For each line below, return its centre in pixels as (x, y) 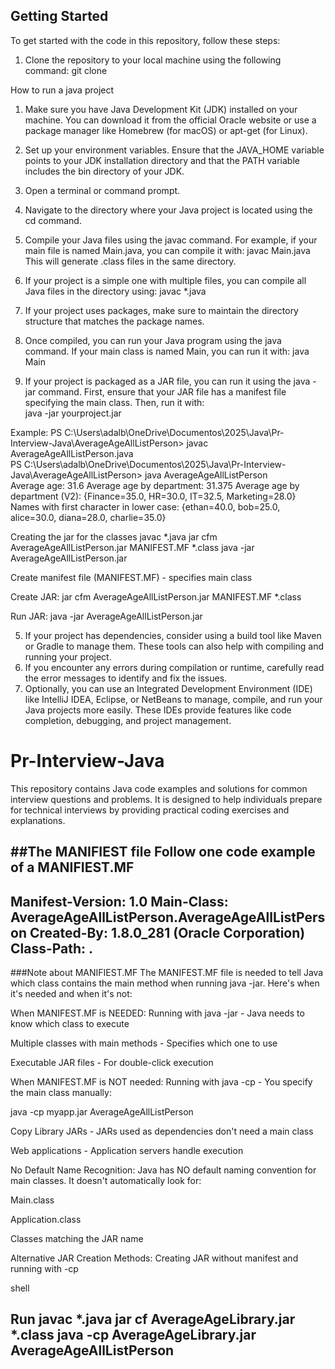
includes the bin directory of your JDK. (104, 171)
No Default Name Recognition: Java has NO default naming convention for (163, 1170)
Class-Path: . (52, 948)
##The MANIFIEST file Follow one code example (163, 852)
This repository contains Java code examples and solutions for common (159, 788)
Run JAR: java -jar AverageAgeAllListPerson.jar (106, 616)
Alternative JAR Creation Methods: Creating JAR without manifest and (154, 1258)
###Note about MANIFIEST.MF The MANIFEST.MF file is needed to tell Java (167, 972)
